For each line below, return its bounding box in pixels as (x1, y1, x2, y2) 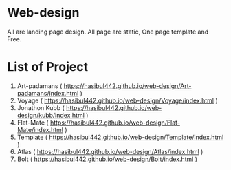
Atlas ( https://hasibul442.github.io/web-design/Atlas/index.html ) (16, 147, 203, 156)
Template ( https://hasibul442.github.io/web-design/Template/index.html (16, 133, 224, 141)
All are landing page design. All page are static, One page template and (7, 28, 209, 36)
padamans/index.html (16, 89, 79, 97)
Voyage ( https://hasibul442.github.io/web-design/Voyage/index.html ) (16, 96, 218, 105)
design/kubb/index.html (16, 111, 85, 119)
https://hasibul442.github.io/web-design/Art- (63, 81, 192, 90)
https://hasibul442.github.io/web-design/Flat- (50, 118, 181, 127)
